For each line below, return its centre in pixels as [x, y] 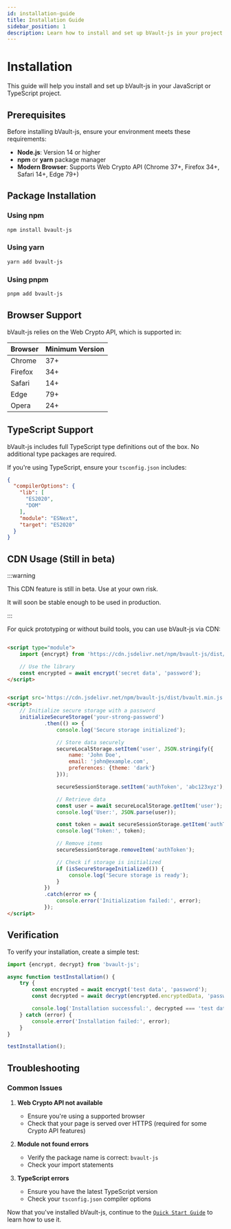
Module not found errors [53, 1144]
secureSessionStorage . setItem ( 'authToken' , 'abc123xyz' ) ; [141, 787]
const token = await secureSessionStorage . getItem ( [132, 825]
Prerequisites [36, 115]
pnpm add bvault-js [35, 294]
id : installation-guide [41, 13]
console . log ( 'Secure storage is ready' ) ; [129, 875]
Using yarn [26, 248]
